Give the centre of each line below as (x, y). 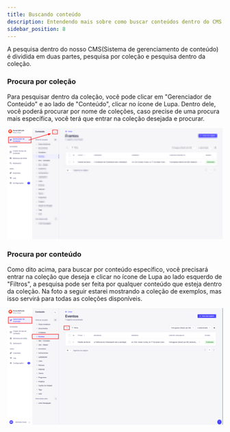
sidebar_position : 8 (37, 29)
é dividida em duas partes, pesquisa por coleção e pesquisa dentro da (106, 57)
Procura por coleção (42, 82)
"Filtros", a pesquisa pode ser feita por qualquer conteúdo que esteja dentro (115, 284)
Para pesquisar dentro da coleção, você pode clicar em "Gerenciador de (110, 97)
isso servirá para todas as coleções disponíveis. (75, 298)
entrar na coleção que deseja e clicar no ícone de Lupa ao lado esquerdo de (115, 276)
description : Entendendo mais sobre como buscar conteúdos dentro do (108, 22)
